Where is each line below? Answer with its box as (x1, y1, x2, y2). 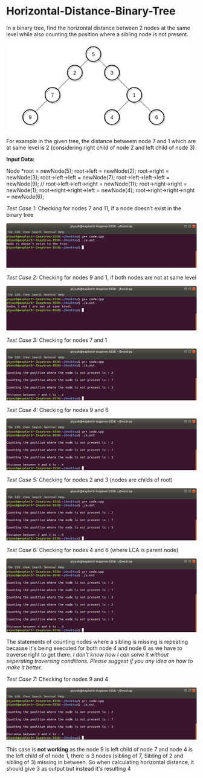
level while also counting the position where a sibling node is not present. (6, 30, 189, 37)
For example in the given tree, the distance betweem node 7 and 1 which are (6, 137, 196, 144)
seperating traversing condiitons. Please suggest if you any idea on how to (6, 657, 193, 665)
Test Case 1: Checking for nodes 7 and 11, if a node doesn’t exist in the (6, 204, 182, 212)
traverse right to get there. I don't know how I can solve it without (6, 651, 169, 658)
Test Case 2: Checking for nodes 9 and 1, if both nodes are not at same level (6, 274, 196, 281)
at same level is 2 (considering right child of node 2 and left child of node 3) (6, 144, 195, 151)
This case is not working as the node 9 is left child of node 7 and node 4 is (6, 745, 193, 753)
